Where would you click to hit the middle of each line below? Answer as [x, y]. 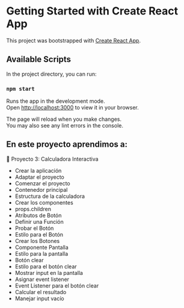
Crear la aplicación [38, 170]
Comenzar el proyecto [42, 183]
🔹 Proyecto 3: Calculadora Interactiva [52, 159]
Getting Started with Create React [92, 11]
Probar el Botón [34, 228]
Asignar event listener [42, 279]
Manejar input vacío [39, 298]
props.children [33, 209]
